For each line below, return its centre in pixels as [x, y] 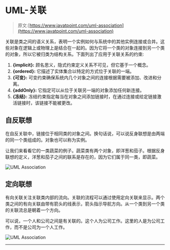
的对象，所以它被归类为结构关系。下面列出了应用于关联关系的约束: [75, 54]
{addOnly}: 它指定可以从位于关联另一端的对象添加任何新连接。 [78, 90]
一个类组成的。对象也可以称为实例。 [52, 140]
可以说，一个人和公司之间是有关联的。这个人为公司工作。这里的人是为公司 [83, 221]
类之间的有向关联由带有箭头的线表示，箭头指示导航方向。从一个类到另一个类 [85, 203]
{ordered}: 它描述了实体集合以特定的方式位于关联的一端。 [73, 71]
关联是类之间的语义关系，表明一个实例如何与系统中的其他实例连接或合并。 [83, 41]
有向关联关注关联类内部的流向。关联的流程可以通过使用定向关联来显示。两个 [85, 197]
